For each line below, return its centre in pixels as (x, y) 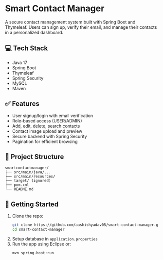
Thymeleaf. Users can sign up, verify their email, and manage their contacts (81, 27)
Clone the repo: (28, 216)
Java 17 (20, 62)
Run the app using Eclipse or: (42, 244)
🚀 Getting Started (32, 204)
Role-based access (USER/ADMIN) (47, 120)
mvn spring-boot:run (33, 253)
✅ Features (22, 104)
